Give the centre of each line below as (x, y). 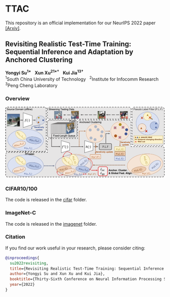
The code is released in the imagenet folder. (51, 224)
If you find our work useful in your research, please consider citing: (75, 248)
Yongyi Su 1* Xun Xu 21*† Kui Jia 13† (44, 72)
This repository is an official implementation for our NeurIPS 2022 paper (80, 23)
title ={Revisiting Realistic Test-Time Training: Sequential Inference (87, 269)
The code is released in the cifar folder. (46, 200)
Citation (15, 237)
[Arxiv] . (13, 28)
